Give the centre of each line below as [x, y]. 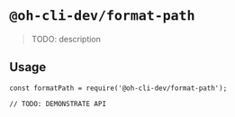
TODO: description [66, 39]
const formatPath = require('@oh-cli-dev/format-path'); [118, 88]
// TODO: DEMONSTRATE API [58, 103]
